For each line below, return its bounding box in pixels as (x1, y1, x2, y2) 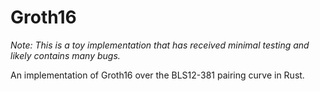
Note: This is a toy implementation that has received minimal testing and (10, 39, 310, 51)
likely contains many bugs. (10, 49, 121, 61)
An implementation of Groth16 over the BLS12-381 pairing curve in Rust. (10, 69, 305, 81)
